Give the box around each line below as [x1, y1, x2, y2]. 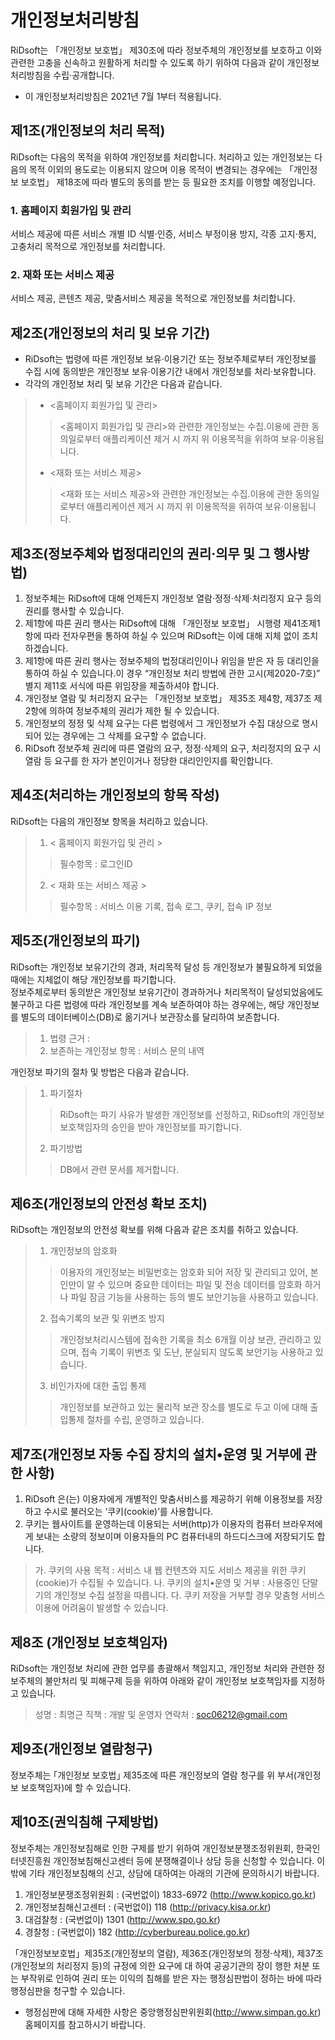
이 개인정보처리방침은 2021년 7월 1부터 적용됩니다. [24, 90, 222, 102]
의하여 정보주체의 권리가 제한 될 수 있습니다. [49, 704, 220, 716]
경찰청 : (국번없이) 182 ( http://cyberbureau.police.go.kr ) [24, 1926, 251, 1938]
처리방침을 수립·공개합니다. [10, 69, 115, 81]
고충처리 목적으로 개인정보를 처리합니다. [10, 241, 166, 253]
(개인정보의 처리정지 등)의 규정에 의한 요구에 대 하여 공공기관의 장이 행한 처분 [10, 1959, 310, 1971]
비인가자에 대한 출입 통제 [49, 1380, 147, 1392]
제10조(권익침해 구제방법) [10, 1814, 160, 1831]
